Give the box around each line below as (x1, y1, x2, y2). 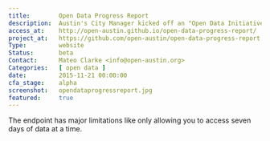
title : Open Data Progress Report (8, 11, 149, 20)
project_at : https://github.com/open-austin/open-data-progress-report (8, 34, 261, 42)
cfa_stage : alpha (8, 79, 78, 87)
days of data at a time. (8, 124, 83, 134)
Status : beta (8, 49, 74, 57)
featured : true (8, 94, 74, 102)
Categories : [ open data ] (8, 64, 106, 72)
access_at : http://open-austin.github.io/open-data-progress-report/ (8, 26, 257, 34)
